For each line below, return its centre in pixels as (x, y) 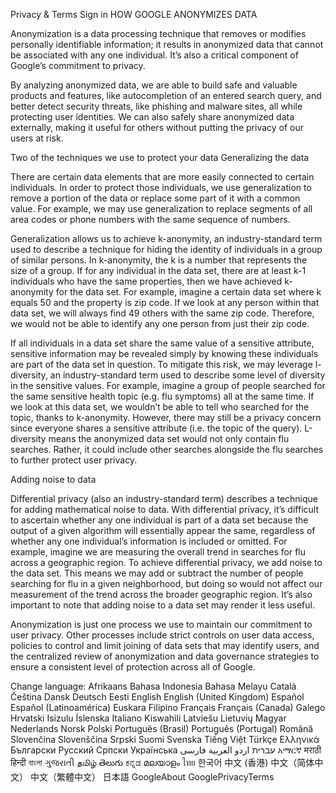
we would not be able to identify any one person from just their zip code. (160, 323)
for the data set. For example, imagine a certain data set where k (188, 292)
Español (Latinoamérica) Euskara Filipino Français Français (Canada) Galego (168, 707)
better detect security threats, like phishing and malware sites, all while (156, 106)
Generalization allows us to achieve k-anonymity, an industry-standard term (166, 238)
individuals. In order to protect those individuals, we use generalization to (161, 187)
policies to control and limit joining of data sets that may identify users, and (165, 645)
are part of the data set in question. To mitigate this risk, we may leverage (161, 364)
